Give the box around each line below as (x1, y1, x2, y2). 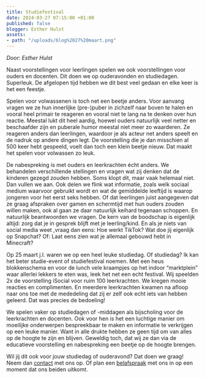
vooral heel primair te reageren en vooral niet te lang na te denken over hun (6, 111, 197, 117)
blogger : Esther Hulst (6, 26, 64, 32)
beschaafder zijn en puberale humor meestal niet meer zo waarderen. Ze (6, 124, 190, 130)
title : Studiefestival (6, 9, 64, 15)
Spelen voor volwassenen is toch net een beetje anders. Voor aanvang (6, 97, 185, 105)
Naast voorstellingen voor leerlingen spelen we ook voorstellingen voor (6, 66, 186, 73)
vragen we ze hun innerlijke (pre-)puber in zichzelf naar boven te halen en (6, 104, 194, 111)
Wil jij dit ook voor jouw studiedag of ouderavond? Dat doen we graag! (6, 353, 184, 360)
